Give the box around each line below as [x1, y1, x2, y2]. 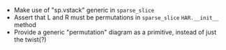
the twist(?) [13, 35, 47, 44]
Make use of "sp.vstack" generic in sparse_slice [13, 6, 155, 14]
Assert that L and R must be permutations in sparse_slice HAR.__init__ [13, 13, 219, 22]
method [13, 21, 37, 28]
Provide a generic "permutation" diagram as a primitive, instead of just [13, 28, 217, 36]
